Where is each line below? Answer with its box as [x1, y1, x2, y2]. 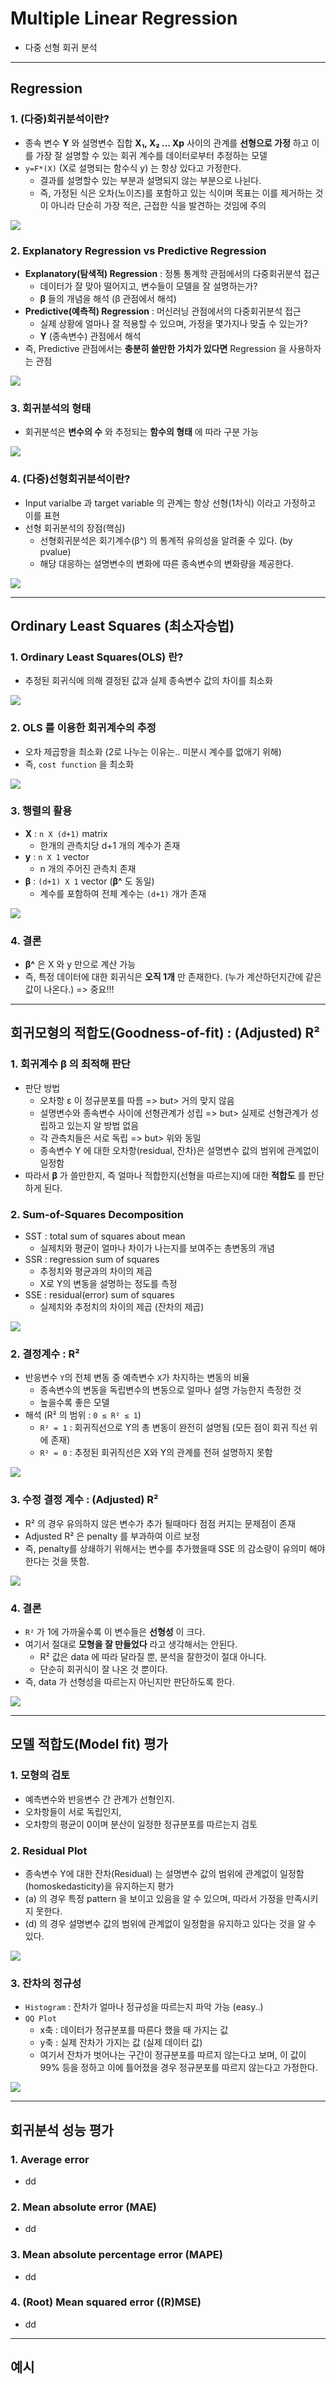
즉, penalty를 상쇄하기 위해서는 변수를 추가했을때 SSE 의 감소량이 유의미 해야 [24, 1542, 326, 1554]
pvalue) [39, 545, 72, 557]
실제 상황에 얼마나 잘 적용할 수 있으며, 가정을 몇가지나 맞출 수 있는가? [39, 317, 308, 329]
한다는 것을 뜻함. [24, 1555, 90, 1567]
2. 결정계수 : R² [10, 1347, 80, 1361]
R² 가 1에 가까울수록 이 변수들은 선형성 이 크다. [24, 1625, 206, 1637]
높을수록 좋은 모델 [39, 1397, 110, 1409]
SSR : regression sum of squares [24, 1253, 160, 1266]
